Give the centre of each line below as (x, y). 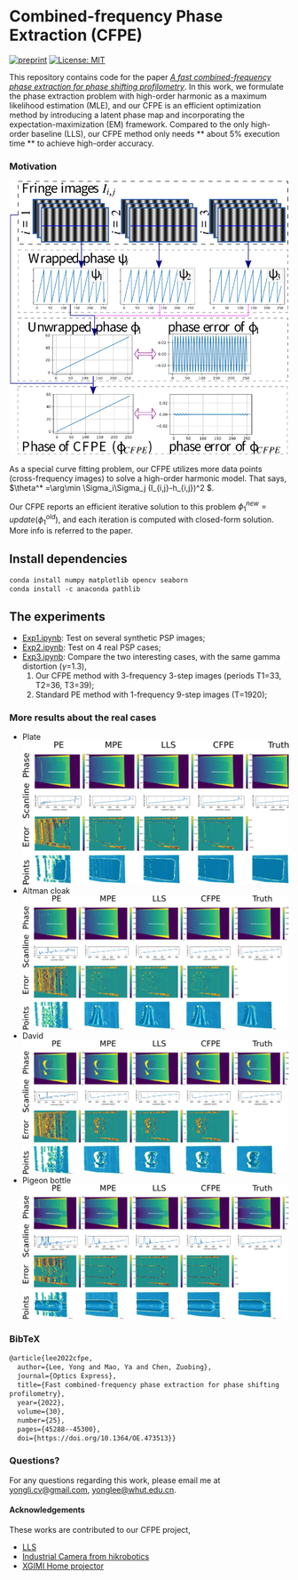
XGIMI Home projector (63, 1566)
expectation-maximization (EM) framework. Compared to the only (129, 124)
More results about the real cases (83, 718)
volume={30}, (41, 1412)
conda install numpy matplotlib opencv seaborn (99, 581)
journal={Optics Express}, (67, 1376)
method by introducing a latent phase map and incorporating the (127, 115)
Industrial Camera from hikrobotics (86, 1556)
